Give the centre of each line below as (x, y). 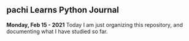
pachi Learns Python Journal (63, 10)
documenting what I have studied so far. (57, 31)
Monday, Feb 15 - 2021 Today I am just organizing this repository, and (94, 24)
